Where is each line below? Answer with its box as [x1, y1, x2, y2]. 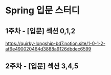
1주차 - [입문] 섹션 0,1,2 [5, 27, 76, 35]
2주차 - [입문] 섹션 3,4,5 [5, 62, 79, 70]
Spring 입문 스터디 [5, 5, 80, 16]
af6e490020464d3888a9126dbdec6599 [5, 46, 92, 52]
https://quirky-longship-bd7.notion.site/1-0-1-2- [5, 40, 106, 46]
